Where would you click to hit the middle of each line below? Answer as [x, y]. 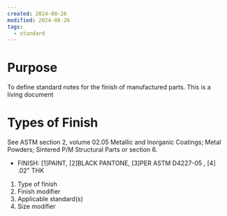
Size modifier [36, 206]
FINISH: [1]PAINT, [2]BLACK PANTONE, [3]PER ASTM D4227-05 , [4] [117, 163]
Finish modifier [39, 192]
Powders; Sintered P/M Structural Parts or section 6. [82, 150]
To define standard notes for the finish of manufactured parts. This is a [109, 87]
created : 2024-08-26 [37, 14]
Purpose [32, 68]
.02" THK [31, 171]
